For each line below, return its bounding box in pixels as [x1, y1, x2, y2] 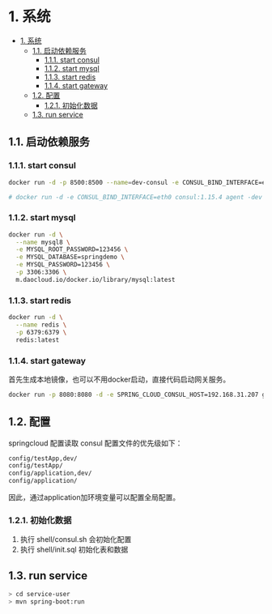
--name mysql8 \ [15, 238, 70, 246]
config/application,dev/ [8, 469, 92, 478]
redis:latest [15, 335, 60, 344]
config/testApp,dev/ [8, 454, 79, 463]
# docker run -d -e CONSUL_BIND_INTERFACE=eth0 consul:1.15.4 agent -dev [8, 193, 263, 201]
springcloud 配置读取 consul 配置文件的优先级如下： [8, 438, 183, 448]
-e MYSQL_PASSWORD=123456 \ [15, 261, 111, 269]
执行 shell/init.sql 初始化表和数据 [19, 544, 129, 555]
